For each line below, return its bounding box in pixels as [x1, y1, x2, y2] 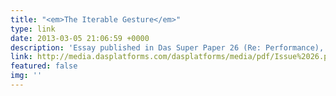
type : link [10, 24, 56, 34]
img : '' [10, 71, 43, 81]
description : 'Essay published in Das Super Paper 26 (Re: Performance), [10, 42, 325, 53]
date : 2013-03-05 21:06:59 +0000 [10, 33, 150, 43]
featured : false [10, 61, 78, 71]
